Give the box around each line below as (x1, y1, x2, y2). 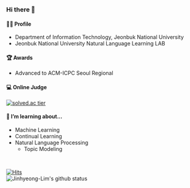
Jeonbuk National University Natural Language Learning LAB (14, 40, 165, 47)
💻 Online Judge (6, 83, 47, 90)
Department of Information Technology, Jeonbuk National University (14, 34, 184, 41)
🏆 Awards (6, 54, 33, 61)
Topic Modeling (23, 145, 63, 152)
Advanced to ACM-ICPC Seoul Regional (14, 69, 114, 77)
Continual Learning (14, 132, 62, 140)
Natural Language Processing (14, 139, 89, 146)
